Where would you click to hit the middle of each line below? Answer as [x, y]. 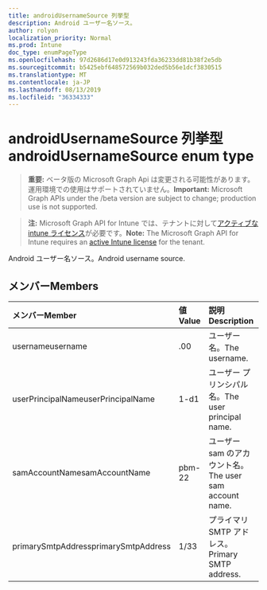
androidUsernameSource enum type [131, 156]
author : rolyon [33, 30]
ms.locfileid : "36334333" [51, 97]
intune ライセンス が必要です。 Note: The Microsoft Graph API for [133, 233]
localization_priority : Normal [60, 38]
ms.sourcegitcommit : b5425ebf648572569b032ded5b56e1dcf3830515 [115, 68]
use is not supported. [62, 207]
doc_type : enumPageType [48, 53]
